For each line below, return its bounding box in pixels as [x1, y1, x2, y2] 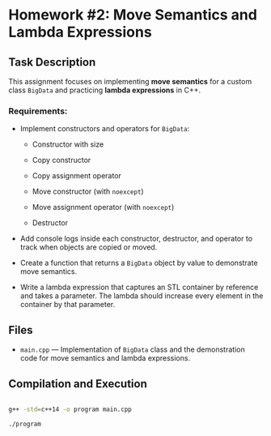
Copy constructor [32, 156, 91, 165]
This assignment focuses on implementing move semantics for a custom [8, 77, 252, 86]
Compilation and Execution [8, 377, 147, 391]
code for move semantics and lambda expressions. [19, 353, 191, 363]
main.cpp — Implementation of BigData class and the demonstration [19, 344, 245, 354]
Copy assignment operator [32, 171, 121, 181]
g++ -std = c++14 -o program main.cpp [8, 405, 132, 413]
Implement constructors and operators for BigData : [19, 124, 190, 134]
